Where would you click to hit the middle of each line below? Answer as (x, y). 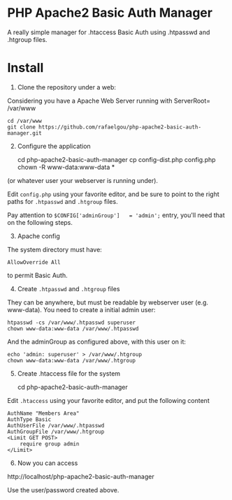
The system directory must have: (55, 249)
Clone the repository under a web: (67, 87)
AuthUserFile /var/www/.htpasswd (56, 425)
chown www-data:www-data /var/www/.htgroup (72, 360)
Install (26, 68)
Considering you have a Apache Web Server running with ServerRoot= (109, 101)
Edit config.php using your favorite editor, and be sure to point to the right (114, 194)
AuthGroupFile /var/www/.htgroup (56, 432)
